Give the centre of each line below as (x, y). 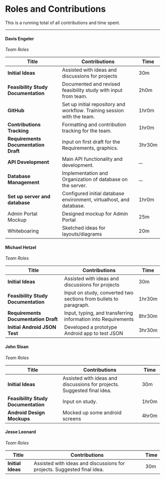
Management (24, 182)
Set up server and (29, 197)
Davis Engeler (20, 38)
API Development (28, 162)
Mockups (19, 419)
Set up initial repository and (94, 104)
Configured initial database (93, 194)
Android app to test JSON (94, 333)
